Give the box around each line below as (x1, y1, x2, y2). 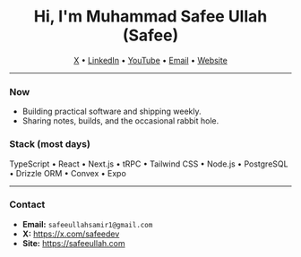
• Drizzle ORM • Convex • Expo (9, 167, 127, 178)
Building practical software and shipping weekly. (21, 106, 202, 117)
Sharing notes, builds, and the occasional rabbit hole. (21, 116, 219, 126)
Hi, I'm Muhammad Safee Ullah (33, 6, 268, 27)
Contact (9, 199, 46, 211)
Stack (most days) (9, 138, 91, 150)
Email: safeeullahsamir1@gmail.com (21, 218, 153, 229)
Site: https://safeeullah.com (21, 237, 125, 248)
